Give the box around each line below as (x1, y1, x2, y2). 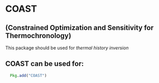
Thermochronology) (5, 31, 72, 40)
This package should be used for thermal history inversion (5, 45, 129, 51)
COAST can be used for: (5, 60, 84, 68)
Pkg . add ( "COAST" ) (10, 73, 47, 78)
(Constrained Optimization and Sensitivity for (5, 23, 154, 32)
